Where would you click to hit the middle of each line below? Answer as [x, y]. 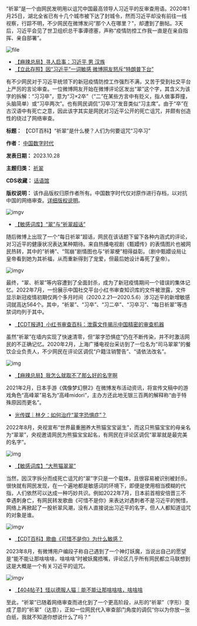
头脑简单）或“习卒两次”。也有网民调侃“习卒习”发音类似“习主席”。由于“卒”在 [97, 104]
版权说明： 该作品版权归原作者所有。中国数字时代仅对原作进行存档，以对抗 [97, 193]
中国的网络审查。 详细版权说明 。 [45, 200]
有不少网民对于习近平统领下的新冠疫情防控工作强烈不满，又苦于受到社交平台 [98, 82]
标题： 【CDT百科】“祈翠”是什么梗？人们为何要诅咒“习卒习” [78, 131]
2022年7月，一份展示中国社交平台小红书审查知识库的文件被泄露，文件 [101, 290]
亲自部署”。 [30, 38]
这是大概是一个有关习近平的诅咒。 [47, 566]
